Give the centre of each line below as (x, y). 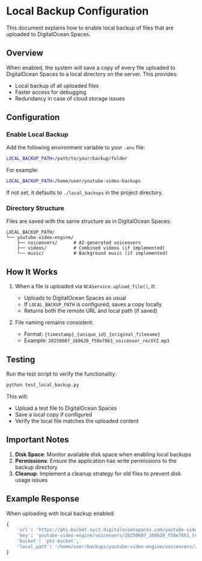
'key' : (25, 536)
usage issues (31, 480)
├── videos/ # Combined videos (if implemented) (91, 248)
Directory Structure (35, 208)
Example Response (43, 499)
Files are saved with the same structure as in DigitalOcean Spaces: (89, 222)
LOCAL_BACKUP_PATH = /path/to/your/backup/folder (67, 159)
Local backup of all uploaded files (57, 85)
